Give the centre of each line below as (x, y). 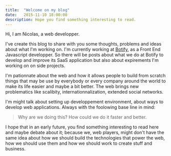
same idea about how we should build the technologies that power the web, (85, 138)
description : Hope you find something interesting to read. (71, 19)
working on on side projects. (35, 66)
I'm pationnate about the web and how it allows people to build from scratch (85, 76)
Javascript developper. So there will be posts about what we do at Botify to (84, 55)
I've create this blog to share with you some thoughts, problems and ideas (83, 44)
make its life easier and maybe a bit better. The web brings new (72, 86)
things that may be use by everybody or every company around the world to (86, 81)
